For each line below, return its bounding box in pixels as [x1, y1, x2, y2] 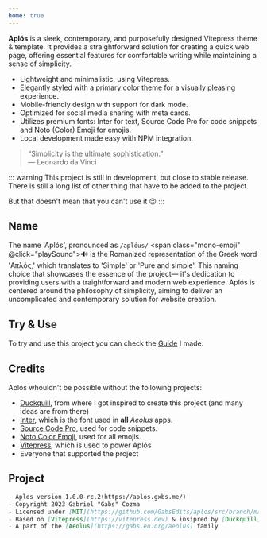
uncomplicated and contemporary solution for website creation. [8, 295, 217, 304]
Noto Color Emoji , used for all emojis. [19, 432, 141, 442]
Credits [8, 362, 46, 375]
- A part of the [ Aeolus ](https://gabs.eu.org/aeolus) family [8, 522, 219, 531]
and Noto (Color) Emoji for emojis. [19, 125, 132, 134]
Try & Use [8, 317, 58, 331]
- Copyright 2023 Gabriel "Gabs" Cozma [8, 500, 141, 509]
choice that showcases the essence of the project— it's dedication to [8, 269, 235, 279]
